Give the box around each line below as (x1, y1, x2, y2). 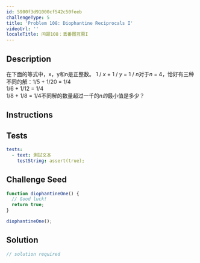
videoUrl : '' (6, 25, 39, 32)
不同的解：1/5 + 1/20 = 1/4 (6, 78, 71, 85)
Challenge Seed (6, 175, 67, 185)
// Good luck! (11, 196, 47, 203)
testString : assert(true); (17, 158, 85, 164)
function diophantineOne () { (6, 190, 80, 196)
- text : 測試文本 (11, 152, 52, 158)
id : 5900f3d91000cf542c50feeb (6, 8, 83, 15)
